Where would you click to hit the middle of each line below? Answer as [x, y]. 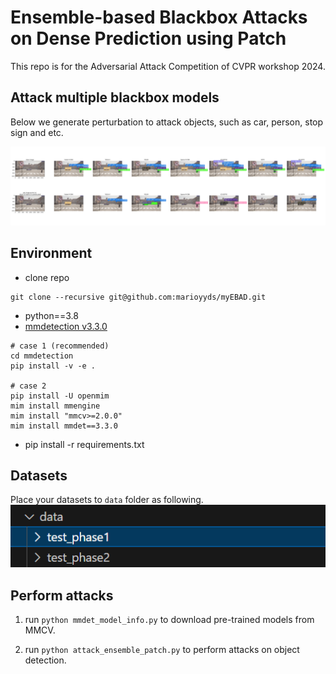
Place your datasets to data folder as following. [107, 500]
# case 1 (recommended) [60, 346]
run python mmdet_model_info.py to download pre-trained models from [169, 620]
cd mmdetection [42, 356]
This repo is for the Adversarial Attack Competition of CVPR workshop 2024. [168, 66]
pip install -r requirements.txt [84, 444]
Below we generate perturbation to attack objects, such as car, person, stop [167, 122]
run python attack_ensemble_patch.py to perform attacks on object [162, 650]
